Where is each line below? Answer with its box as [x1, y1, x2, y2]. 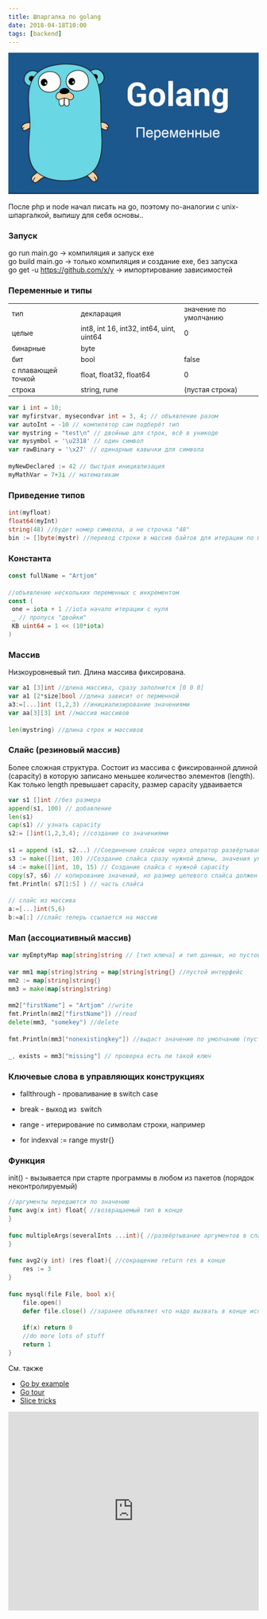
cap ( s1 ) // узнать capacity [8, 821, 102, 829]
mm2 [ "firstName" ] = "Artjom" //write [8, 1002, 133, 1010]
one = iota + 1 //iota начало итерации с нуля [11, 605, 169, 613]
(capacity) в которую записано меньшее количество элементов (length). [8, 771, 256, 780]
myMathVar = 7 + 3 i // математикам [8, 470, 119, 479]
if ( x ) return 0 [22, 1324, 73, 1332]
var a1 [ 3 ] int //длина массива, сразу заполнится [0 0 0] [8, 684, 204, 692]
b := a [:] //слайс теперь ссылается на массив [8, 913, 158, 922]
